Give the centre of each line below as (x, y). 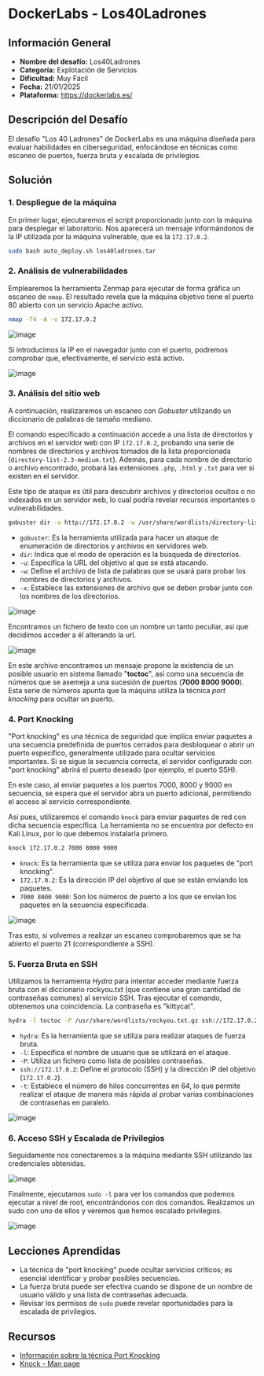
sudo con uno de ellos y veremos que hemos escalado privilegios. (115, 1211)
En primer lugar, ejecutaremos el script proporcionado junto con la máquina (130, 219)
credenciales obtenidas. (47, 1164)
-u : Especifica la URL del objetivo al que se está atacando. (114, 563)
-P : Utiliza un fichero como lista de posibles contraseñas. (112, 1061)
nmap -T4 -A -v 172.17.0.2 (52, 319)
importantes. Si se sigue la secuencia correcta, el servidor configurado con (130, 762)
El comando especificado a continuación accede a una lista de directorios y (130, 434)
